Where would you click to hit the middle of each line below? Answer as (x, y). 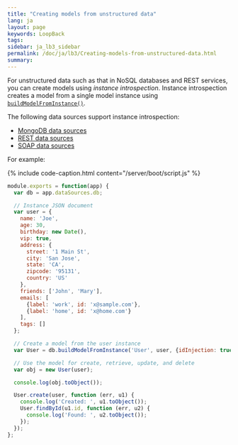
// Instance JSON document (53, 205)
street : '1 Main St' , (58, 252)
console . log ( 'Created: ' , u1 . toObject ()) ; (84, 402)
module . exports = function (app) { (58, 186)
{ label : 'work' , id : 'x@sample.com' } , (83, 304)
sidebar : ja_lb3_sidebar (44, 47)
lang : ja (20, 21)
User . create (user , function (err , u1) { (74, 395)
